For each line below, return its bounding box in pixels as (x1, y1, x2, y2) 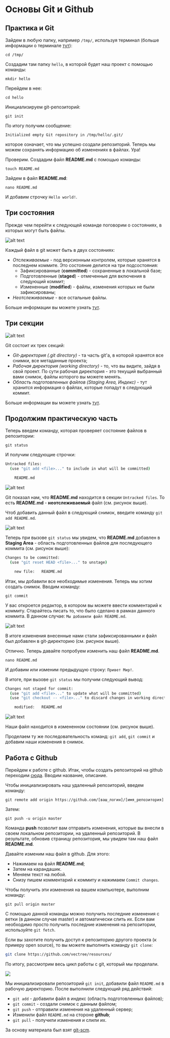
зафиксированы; (20, 289, 56, 295)
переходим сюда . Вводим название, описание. (5, 773, 108, 778)
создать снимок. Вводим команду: (5, 584, 81, 590)
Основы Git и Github (5, 4, 94, 15)
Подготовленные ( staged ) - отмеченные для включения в (20, 273, 146, 279)
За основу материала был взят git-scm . (5, 1027, 91, 1033)
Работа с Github (5, 753, 58, 762)
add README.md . (5, 515, 36, 521)
